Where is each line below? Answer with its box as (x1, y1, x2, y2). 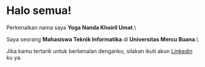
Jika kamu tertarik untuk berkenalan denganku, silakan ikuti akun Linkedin (6, 47, 193, 55)
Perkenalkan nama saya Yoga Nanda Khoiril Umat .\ (6, 24, 136, 31)
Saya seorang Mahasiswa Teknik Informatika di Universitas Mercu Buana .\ (6, 35, 199, 43)
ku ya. (6, 54, 22, 61)
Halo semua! (6, 4, 72, 18)
